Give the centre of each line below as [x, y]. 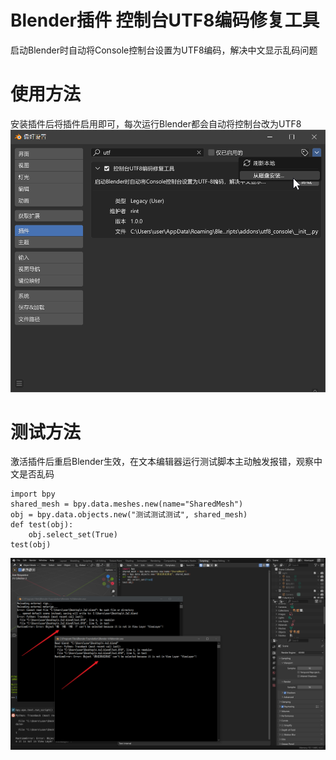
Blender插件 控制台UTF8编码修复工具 [165, 20]
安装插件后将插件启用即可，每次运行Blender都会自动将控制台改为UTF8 [156, 123]
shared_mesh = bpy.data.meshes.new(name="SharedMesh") [127, 504]
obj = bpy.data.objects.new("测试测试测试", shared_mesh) [129, 515]
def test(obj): [42, 525]
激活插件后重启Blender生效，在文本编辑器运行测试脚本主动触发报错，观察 [162, 462]
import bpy [33, 494]
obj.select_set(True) [73, 535]
